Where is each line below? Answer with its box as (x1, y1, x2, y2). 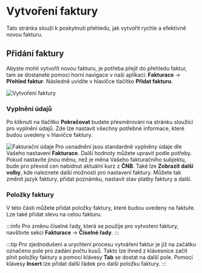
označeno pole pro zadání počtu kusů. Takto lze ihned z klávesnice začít (6, 247, 188, 255)
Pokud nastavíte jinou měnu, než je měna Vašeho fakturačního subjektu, (6, 156, 186, 164)
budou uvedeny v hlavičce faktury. (6, 131, 93, 139)
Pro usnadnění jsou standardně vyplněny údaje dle (55, 143, 182, 150)
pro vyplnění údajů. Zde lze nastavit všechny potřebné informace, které (6, 125, 185, 132)
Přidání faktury (6, 49, 64, 59)
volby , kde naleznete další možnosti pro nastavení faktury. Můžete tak (6, 169, 181, 176)
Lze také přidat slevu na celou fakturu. (6, 211, 102, 218)
